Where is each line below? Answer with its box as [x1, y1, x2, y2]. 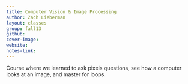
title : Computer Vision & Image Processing [6, 8, 117, 15]
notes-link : [6, 48, 36, 54]
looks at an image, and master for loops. [6, 70, 106, 78]
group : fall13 [6, 25, 42, 32]
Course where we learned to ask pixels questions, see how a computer [6, 64, 182, 71]
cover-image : [6, 37, 39, 43]
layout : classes [6, 20, 47, 26]
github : [6, 31, 26, 37]
